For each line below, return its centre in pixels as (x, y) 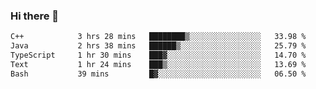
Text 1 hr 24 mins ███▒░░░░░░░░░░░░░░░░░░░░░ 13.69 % (158, 64)
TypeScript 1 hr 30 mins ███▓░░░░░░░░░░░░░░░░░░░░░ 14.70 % (158, 55)
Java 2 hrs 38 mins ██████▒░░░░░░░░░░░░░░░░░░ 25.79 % (158, 46)
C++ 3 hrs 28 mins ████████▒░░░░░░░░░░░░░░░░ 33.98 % (158, 37)
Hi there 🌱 (35, 16)
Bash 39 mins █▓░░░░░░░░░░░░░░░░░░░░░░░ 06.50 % (158, 74)
